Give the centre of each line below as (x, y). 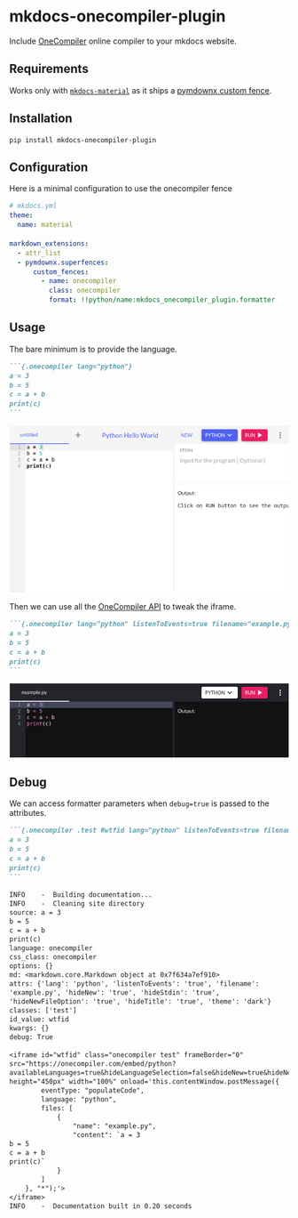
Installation (41, 119)
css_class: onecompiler (53, 957)
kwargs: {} (29, 1028)
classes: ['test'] (43, 1010)
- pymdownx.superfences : (63, 262)
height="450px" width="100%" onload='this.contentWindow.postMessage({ (144, 1081)
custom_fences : (61, 272)
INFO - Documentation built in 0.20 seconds (101, 1206)
